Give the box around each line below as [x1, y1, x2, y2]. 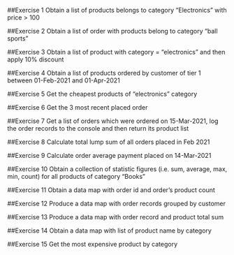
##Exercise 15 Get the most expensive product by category [7, 240, 178, 248]
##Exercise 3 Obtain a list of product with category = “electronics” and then [7, 48, 226, 56]
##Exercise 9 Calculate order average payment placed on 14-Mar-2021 [7, 152, 212, 159]
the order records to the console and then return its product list [7, 124, 189, 132]
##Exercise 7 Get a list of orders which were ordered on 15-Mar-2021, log [7, 117, 219, 125]
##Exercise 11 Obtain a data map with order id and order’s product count [7, 186, 215, 194]
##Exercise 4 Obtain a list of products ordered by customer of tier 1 [7, 69, 201, 77]
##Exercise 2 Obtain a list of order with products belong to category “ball [7, 27, 218, 35]
